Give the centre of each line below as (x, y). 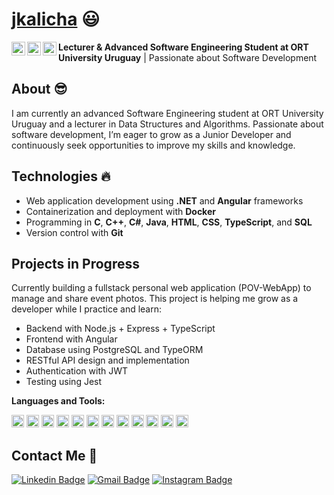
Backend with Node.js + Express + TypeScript (120, 329)
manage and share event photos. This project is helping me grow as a (155, 299)
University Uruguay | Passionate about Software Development (188, 57)
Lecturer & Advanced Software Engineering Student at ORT (183, 47)
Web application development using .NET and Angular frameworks (164, 200)
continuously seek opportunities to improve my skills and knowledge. (153, 145)
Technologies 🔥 (61, 176)
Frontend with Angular (71, 339)
